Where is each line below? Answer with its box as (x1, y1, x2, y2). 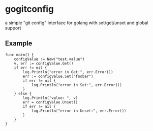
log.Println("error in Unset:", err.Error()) (31, 108, 126, 113)
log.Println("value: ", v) (23, 95, 78, 100)
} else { (14, 91, 32, 96)
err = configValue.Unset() (23, 99, 78, 104)
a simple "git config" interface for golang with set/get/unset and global (5, 20, 149, 26)
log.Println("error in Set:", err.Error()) (31, 82, 122, 87)
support (5, 25, 21, 31)
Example (5, 39, 32, 48)
